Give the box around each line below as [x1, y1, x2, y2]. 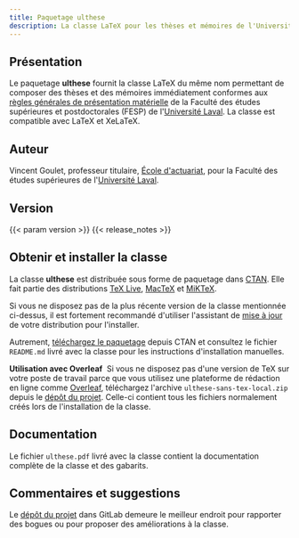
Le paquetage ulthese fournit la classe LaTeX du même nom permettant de [9, 77, 285, 89]
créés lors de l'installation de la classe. [9, 401, 151, 412]
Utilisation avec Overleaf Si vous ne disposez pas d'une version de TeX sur [9, 363, 290, 374]
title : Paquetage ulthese [9, 12, 105, 22]
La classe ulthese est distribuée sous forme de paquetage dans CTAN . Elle [9, 273, 285, 284]
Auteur [9, 142, 49, 157]
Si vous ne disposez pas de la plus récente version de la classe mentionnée [9, 300, 287, 311]
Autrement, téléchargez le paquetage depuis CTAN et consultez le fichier [9, 336, 278, 347]
